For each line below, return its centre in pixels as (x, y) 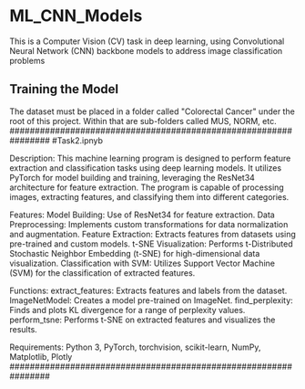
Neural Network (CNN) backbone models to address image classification (146, 50)
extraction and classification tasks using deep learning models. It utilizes (146, 168)
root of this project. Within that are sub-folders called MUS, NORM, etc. (143, 121)
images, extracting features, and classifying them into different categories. (149, 196)
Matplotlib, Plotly (41, 356)
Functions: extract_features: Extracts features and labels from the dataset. (148, 290)
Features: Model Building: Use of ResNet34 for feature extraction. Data (142, 215)
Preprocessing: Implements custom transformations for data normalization (149, 224)
